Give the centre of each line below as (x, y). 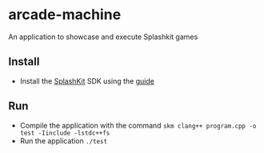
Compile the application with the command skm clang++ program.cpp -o (138, 125)
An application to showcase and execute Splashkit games (103, 37)
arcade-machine (65, 15)
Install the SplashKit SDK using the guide (87, 80)
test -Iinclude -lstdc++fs (65, 133)
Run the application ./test (64, 140)
